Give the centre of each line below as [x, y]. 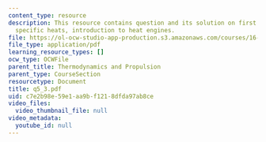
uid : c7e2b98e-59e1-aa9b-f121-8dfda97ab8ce [81, 96]
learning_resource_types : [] [56, 52]
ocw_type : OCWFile [38, 60]
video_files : [30, 103]
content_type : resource [47, 15]
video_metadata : [35, 118]
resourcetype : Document [47, 81]
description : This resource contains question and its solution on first [133, 23]
